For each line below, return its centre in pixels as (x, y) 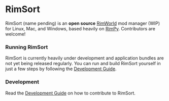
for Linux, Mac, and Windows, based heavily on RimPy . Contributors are (80, 28)
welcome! (15, 34)
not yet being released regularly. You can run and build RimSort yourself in (83, 64)
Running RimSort (27, 47)
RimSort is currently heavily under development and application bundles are (84, 58)
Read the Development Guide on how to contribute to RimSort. (71, 93)
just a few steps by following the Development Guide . (61, 69)
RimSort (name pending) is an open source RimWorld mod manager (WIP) (83, 23)
